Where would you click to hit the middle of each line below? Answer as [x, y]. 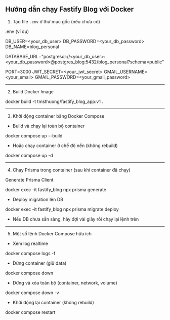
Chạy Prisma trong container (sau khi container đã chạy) [71, 170]
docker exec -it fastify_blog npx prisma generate [56, 189]
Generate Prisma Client [29, 180]
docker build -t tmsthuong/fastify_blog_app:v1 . [54, 101]
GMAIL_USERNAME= [125, 72]
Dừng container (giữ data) [39, 263]
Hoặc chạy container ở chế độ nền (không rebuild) [65, 146]
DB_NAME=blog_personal [32, 47]
